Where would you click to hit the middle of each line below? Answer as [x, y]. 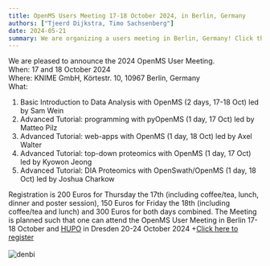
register [21, 237]
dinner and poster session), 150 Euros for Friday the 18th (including [119, 203]
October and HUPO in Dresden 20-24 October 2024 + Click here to [128, 229]
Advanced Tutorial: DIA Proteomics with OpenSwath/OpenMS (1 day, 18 [138, 170]
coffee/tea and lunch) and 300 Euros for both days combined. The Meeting [133, 212]
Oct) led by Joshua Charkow [67, 179]
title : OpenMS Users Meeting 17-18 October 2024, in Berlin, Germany [127, 16]
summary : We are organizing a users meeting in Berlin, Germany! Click [131, 38]
